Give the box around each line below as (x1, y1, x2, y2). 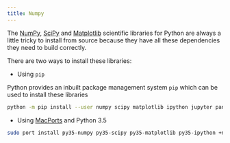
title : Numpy (7, 10, 44, 17)
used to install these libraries (7, 90, 88, 99)
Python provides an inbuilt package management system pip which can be (7, 83, 218, 91)
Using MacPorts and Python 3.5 (16, 116, 107, 124)
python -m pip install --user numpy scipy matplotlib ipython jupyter (7, 103, 213, 110)
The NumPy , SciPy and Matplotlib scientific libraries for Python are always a (7, 29, 221, 37)
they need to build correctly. (7, 43, 87, 51)
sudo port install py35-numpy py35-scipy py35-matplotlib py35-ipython (7, 129, 216, 136)
